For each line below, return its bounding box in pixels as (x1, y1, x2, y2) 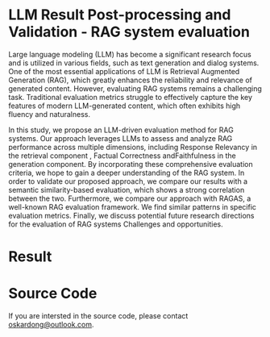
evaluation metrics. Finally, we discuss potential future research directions (8, 210, 255, 220)
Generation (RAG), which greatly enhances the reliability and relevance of (8, 75, 252, 85)
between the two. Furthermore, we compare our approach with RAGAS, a (8, 193, 251, 203)
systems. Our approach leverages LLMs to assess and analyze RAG (8, 133, 233, 143)
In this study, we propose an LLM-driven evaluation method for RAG (8, 125, 234, 135)
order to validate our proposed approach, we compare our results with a (8, 176, 248, 186)
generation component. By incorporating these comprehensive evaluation (8, 159, 253, 168)
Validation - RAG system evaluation (8, 23, 250, 41)
